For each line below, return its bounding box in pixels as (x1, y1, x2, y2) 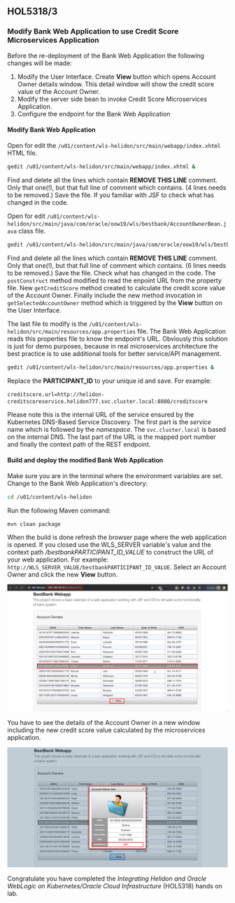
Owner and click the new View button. (7, 571, 118, 579)
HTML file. (7, 149, 38, 157)
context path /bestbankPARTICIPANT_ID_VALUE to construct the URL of (7, 548, 214, 557)
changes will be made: (7, 59, 72, 67)
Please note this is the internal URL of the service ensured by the (7, 410, 194, 419)
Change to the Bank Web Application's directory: (7, 479, 148, 487)
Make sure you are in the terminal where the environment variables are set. (7, 471, 224, 480)
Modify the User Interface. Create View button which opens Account (17, 72, 216, 81)
